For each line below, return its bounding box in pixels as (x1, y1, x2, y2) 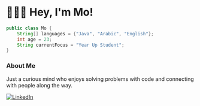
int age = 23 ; (17, 36, 52, 43)
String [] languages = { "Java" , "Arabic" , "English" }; (17, 31, 154, 37)
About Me (6, 62, 36, 70)
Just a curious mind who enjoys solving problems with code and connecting (6, 75, 194, 83)
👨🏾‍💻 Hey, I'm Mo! (6, 5, 93, 19)
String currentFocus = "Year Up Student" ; (17, 42, 125, 48)
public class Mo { (6, 25, 52, 31)
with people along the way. (6, 81, 73, 89)
